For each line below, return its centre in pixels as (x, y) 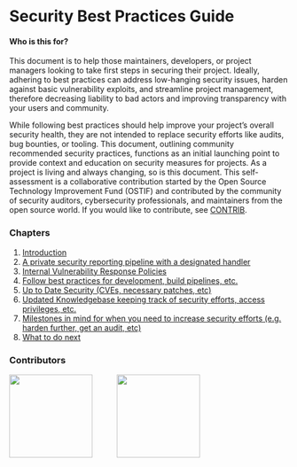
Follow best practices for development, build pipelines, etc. (130, 280)
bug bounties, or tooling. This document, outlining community (122, 144)
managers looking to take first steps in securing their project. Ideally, (134, 70)
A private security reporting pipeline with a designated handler (136, 261)
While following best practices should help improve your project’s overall (142, 125)
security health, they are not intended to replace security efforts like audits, (147, 135)
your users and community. (59, 108)
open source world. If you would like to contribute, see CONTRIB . (129, 210)
